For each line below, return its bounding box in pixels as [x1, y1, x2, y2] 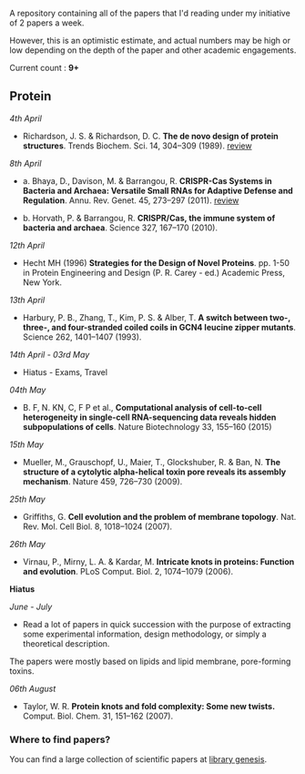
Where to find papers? [9, 733, 111, 746]
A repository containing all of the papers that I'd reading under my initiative [9, 8, 291, 18]
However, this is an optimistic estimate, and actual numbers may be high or [9, 36, 291, 46]
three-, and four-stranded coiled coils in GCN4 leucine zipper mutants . [22, 321, 296, 332]
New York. [22, 277, 62, 288]
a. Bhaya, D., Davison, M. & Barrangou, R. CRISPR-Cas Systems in [22, 175, 272, 186]
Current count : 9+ [9, 63, 80, 73]
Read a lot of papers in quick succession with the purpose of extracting [22, 618, 291, 629]
